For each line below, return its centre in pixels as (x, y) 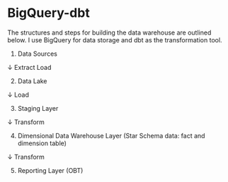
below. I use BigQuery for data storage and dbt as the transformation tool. (115, 40)
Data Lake (32, 81)
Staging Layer (38, 108)
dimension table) (42, 143)
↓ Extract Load (29, 67)
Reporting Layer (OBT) (50, 170)
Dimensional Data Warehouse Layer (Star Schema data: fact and (111, 135)
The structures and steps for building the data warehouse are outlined (109, 32)
